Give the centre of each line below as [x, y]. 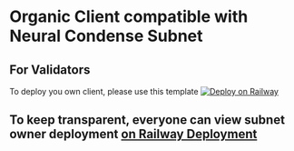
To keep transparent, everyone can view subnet [147, 120]
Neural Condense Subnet [106, 36]
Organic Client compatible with [129, 17]
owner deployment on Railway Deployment [133, 134]
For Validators [50, 70]
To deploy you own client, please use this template [104, 91]
